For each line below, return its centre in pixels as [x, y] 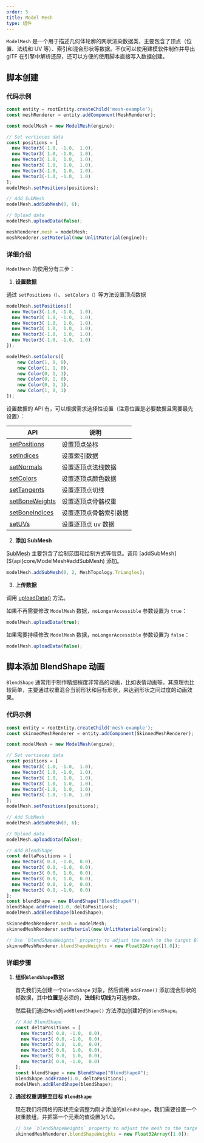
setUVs [20, 523]
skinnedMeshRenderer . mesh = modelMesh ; [57, 924]
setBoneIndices [32, 513]
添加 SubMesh [33, 540]
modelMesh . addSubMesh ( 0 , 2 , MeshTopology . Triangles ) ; [76, 572]
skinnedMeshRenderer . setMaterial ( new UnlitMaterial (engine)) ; [87, 929]
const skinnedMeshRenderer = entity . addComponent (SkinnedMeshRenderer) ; [100, 733]
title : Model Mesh [29, 18]
